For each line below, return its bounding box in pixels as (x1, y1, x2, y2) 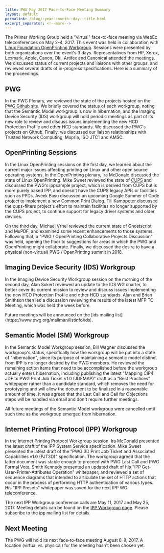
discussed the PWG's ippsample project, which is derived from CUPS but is (5, 182, 158, 188)
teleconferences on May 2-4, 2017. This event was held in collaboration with (5, 40, 159, 46)
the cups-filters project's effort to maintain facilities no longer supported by (5, 203, 158, 209)
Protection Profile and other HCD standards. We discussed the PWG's (5, 124, 146, 130)
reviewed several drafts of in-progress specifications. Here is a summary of (5, 66, 158, 72)
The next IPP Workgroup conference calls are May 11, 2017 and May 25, (5, 500, 149, 505)
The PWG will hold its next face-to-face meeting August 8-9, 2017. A (5, 537, 143, 543)
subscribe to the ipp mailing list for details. (5, 510, 91, 516)
